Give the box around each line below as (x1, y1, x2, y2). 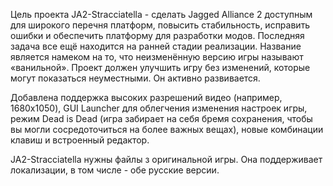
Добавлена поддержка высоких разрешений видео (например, (10, 92, 283, 103)
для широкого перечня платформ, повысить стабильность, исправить (10, 19, 311, 31)
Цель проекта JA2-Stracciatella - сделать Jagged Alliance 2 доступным (10, 9, 313, 20)
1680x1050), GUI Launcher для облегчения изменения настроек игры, (10, 102, 308, 114)
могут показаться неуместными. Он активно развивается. (10, 72, 261, 84)
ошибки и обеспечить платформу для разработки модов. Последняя (10, 30, 305, 41)
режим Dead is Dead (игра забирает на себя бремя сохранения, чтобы (10, 113, 313, 124)
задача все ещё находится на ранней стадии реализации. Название (10, 40, 302, 52)
